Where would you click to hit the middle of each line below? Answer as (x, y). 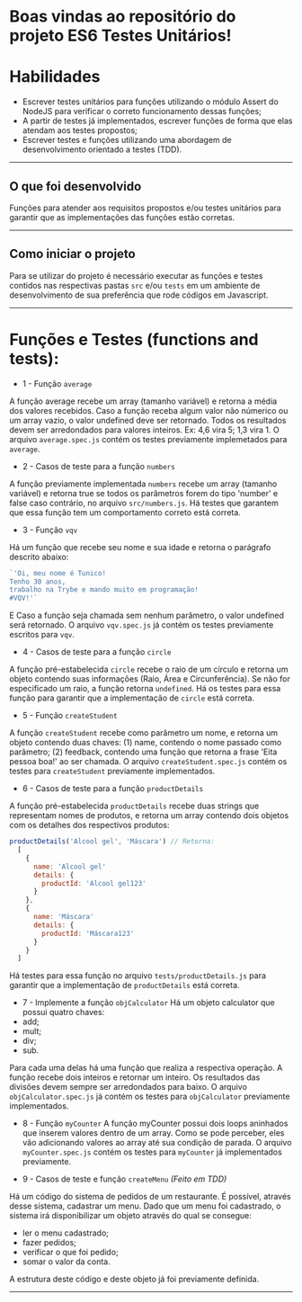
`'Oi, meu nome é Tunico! (58, 573)
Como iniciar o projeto (73, 254)
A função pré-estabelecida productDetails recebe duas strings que (134, 806)
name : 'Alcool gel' (69, 866)
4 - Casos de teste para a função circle (97, 652)
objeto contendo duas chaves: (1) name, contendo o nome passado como (146, 743)
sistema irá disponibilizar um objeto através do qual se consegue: (130, 1216)
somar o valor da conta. (66, 1262)
